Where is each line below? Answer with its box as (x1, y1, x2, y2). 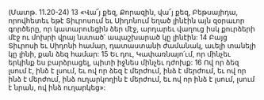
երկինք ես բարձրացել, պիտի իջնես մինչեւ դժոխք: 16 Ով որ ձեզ (8, 57, 239, 67)
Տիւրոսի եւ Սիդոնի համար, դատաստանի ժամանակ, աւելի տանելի (8, 41, 256, 50)
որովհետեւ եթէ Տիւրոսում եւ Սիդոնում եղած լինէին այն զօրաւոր (8, 16, 245, 25)
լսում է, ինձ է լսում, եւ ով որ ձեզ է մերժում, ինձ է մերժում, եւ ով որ (8, 66, 247, 75)
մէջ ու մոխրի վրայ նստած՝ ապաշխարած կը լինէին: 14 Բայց (8, 32, 228, 42)
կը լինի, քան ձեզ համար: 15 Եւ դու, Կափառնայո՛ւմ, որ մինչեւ (8, 50, 231, 58)
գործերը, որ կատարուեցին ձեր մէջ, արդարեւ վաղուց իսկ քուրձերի (8, 24, 255, 33)
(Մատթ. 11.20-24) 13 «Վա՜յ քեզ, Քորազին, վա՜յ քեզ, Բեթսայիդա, (8, 8, 239, 17)
